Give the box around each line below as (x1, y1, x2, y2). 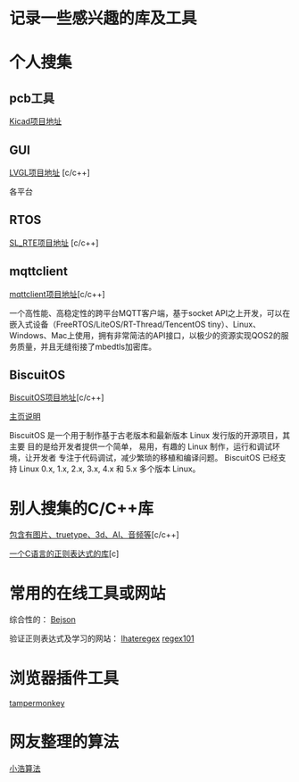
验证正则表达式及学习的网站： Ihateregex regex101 (9, 633, 195, 644)
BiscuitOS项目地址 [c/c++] (9, 392, 104, 403)
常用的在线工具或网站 (9, 583, 167, 603)
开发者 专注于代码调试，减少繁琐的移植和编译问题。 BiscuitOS (32, 453, 261, 463)
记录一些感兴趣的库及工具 (9, 8, 198, 29)
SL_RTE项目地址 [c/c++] (9, 237, 99, 248)
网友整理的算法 (9, 732, 120, 753)
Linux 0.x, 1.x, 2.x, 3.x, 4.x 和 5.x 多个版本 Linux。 (19, 463, 201, 474)
